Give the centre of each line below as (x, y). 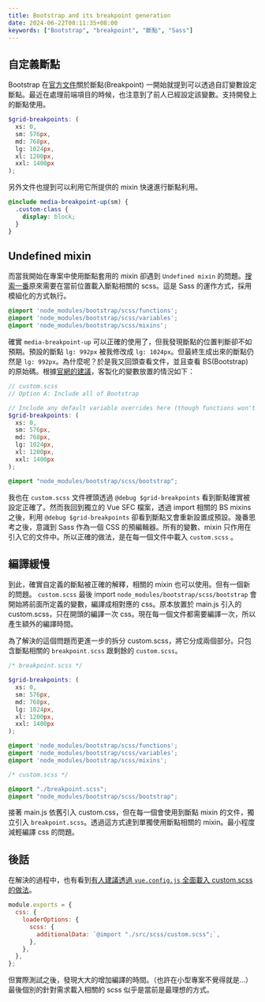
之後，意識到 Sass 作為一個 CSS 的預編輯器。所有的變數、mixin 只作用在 (133, 527)
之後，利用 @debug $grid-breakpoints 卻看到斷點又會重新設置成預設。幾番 (129, 517)
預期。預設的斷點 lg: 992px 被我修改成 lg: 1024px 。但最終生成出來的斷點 (127, 352)
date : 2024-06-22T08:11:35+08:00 (63, 23)
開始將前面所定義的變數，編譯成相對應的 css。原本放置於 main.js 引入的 (125, 604)
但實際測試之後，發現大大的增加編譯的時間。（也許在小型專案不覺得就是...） (131, 980)
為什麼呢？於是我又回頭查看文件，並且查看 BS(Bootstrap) (155, 361)
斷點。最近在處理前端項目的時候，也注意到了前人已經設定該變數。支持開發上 (132, 95)
